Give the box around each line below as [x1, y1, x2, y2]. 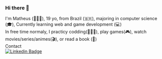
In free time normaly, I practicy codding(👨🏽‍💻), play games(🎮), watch [5, 29, 147, 35]
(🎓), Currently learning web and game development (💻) [5, 22, 122, 28]
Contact [5, 43, 21, 49]
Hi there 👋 [5, 4, 30, 11]
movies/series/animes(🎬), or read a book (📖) [5, 36, 97, 42]
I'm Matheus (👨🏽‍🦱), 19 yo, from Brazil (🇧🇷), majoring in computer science [5, 16, 158, 22]
